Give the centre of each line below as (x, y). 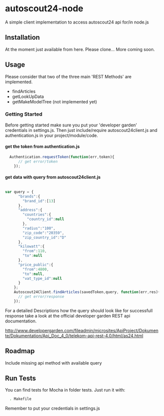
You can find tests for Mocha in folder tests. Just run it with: (65, 390)
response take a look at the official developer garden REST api (68, 316)
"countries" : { (37, 215)
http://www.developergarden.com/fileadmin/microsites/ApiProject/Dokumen (82, 330)
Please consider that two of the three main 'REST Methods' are (68, 76)
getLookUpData (28, 97)
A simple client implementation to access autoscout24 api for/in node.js (77, 22)
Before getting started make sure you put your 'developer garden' (71, 125)
